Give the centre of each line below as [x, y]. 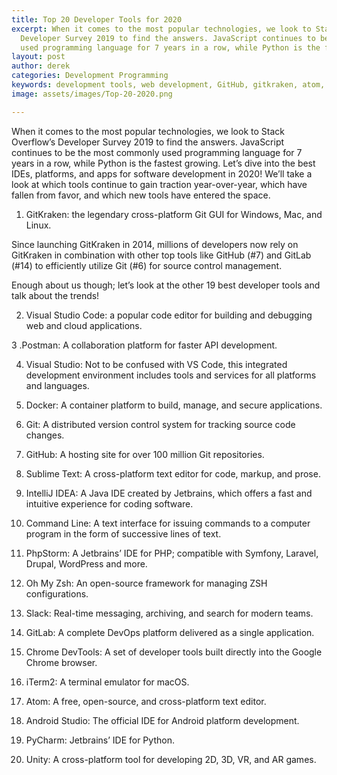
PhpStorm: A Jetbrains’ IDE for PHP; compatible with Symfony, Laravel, [172, 553]
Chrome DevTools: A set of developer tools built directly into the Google [174, 652]
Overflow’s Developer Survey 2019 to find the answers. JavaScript [148, 142]
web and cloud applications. [84, 325]
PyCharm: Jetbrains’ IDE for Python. [100, 740]
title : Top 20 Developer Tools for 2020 [97, 19]
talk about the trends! [55, 295]
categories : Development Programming [90, 76]
